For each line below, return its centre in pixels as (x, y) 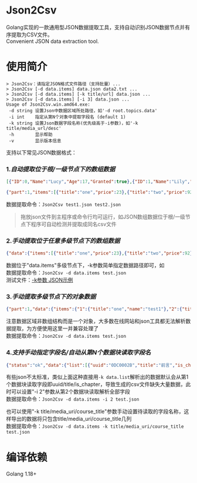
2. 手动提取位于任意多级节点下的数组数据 (63, 240)
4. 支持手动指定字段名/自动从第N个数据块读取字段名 (79, 353)
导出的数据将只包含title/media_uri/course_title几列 (71, 419)
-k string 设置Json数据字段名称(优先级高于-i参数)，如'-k (73, 123)
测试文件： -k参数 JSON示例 (40, 280)
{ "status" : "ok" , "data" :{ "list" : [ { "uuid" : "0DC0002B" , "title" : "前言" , (91, 365)
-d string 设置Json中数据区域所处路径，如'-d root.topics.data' (83, 110)
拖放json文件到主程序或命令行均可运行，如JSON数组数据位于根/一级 (103, 217)
